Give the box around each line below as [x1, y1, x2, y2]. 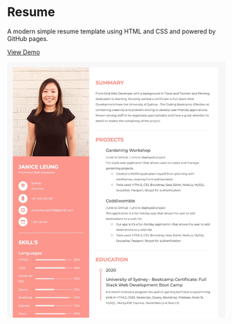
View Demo [7, 48, 40, 56]
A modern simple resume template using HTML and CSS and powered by [7, 27, 216, 35]
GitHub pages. [7, 34, 48, 42]
